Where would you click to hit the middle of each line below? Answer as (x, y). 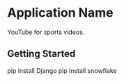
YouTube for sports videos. (46, 32)
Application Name (60, 13)
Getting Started (41, 54)
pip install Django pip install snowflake (62, 70)
